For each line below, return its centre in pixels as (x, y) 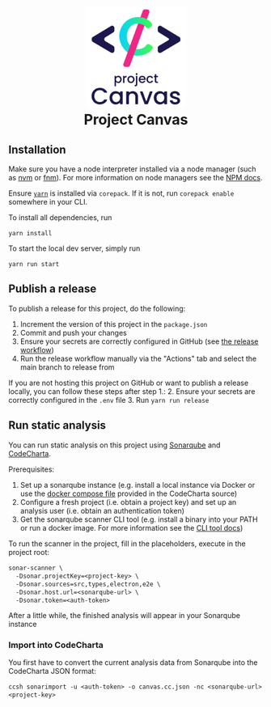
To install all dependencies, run (60, 218)
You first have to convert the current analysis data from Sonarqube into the (133, 662)
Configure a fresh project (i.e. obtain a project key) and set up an (128, 502)
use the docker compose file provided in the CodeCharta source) (129, 493)
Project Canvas (136, 120)
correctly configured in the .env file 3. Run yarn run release (109, 400)
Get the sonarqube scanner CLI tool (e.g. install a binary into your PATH (139, 519)
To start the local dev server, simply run (74, 248)
